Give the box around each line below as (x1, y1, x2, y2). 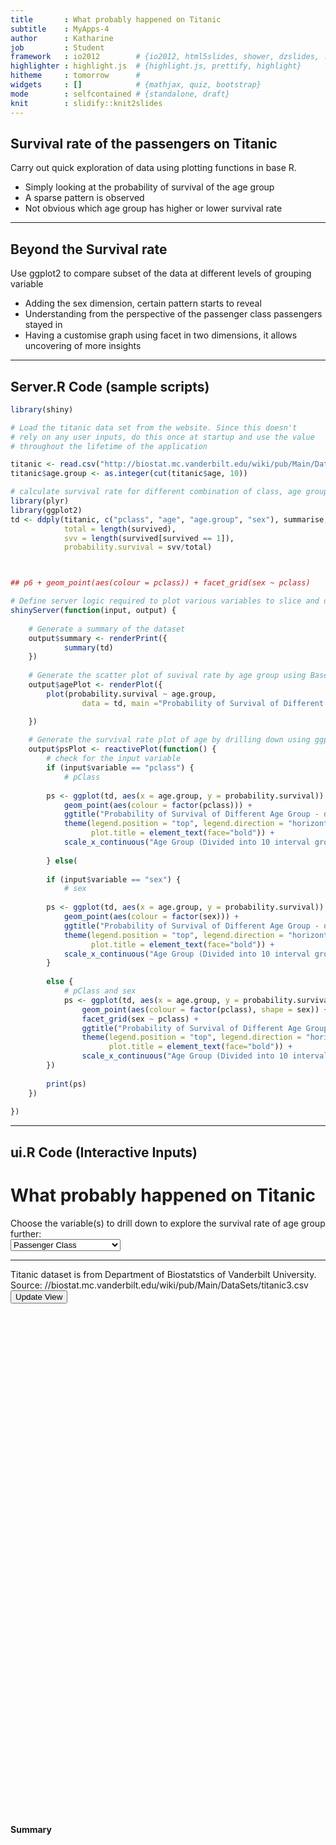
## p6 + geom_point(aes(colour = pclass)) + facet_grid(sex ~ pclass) (10, 578, 311, 588)
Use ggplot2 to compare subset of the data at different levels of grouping (10, 267, 312, 280)
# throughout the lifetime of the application (10, 441, 208, 451)
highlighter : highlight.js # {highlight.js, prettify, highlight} (10, 61, 302, 71)
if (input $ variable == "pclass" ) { (46, 763, 195, 773)
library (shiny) (10, 404, 74, 415)
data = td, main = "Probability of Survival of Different (81, 698, 325, 708)
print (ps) (46, 1079, 87, 1089)
